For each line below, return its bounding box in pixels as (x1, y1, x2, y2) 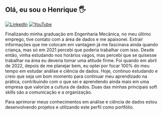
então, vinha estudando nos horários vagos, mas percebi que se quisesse (5, 52, 157, 58)
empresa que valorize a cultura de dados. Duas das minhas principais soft (5, 84, 158, 90)
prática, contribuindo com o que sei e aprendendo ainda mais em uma (5, 78, 150, 85)
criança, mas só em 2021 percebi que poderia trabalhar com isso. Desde (5, 47, 155, 53)
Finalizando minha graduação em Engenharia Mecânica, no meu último (5, 31, 151, 37)
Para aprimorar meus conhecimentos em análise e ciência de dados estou (5, 99, 158, 105)
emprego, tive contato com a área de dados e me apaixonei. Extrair (5, 36, 144, 42)
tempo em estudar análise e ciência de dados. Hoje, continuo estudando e (5, 68, 158, 74)
